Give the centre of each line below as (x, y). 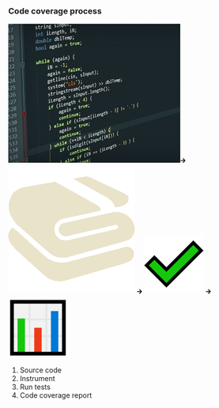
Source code (40, 370)
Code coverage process (55, 11)
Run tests (35, 387)
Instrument (37, 379)
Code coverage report (56, 395)
